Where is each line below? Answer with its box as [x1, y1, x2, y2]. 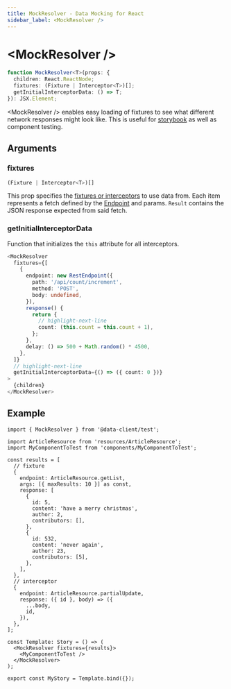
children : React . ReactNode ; [13, 76, 95, 83]
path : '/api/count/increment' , [32, 279, 123, 286]
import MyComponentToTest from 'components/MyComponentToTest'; [7, 444, 197, 451]
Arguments [7, 143, 58, 155]
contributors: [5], [32, 553, 89, 561]
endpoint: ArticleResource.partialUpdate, [19, 590, 144, 597]
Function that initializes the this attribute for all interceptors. [7, 239, 180, 248]
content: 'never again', [32, 541, 104, 548]
